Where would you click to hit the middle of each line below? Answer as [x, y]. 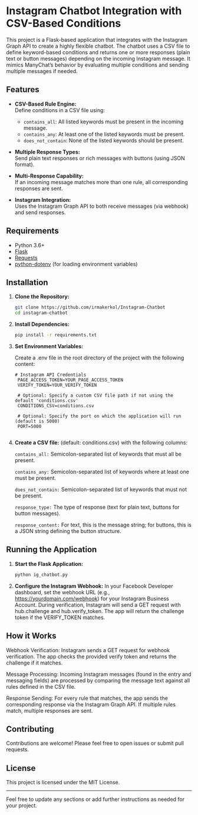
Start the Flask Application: [49, 564]
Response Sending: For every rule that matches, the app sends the [87, 698]
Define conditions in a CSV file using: [60, 110]
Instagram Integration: [43, 199]
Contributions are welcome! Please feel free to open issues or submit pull [95, 743]
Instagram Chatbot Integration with [94, 11]
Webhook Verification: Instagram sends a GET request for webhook [88, 650]
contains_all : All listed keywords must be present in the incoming [103, 122]
